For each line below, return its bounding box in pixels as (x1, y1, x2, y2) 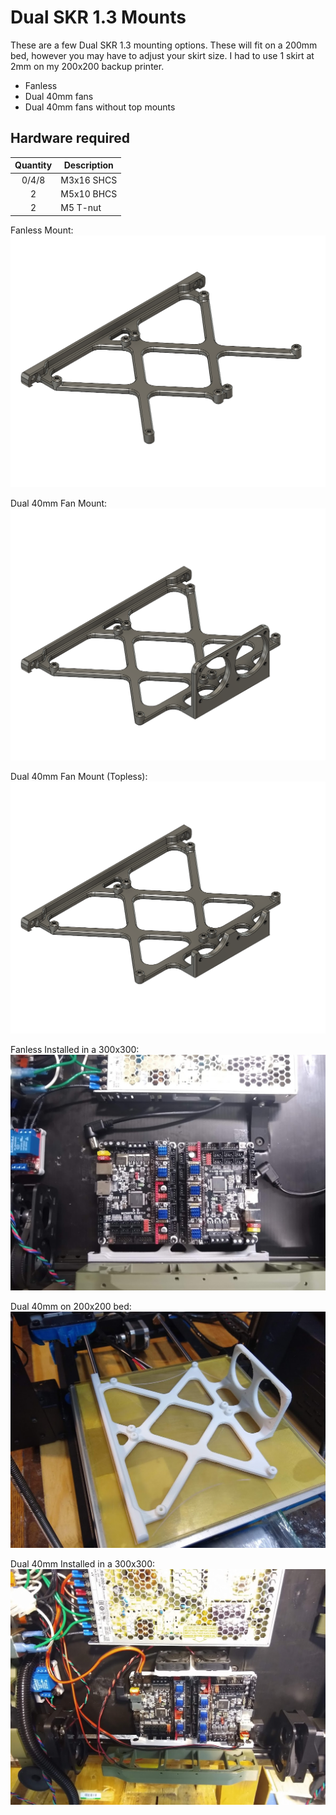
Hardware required (10, 130, 131, 147)
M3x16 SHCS (60, 174, 118, 186)
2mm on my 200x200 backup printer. (10, 60, 165, 72)
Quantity (14, 159, 53, 171)
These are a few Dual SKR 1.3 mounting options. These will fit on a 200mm (10, 39, 318, 51)
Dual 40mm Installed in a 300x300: (10, 1557, 155, 1570)
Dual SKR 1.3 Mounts (10, 6, 187, 29)
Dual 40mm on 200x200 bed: (10, 1301, 132, 1313)
